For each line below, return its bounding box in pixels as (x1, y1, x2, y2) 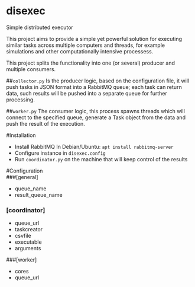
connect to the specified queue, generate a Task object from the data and (6, 114, 186, 121)
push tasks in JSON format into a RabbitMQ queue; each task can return (6, 83, 182, 90)
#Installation (6, 132, 37, 139)
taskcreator (14, 226, 43, 233)
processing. (6, 96, 35, 103)
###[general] (6, 173, 38, 180)
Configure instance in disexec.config (14, 149, 106, 157)
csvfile (14, 232, 31, 240)
